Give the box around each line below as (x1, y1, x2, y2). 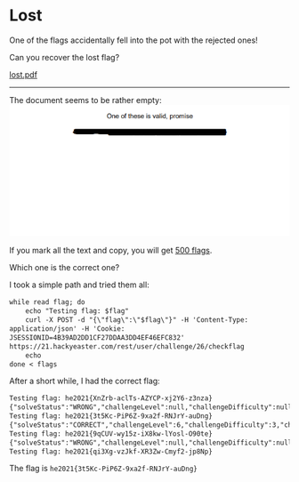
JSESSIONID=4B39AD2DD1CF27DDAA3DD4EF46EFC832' (9, 333, 185, 342)
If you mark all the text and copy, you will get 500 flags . (9, 245, 213, 256)
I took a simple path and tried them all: (9, 279, 149, 290)
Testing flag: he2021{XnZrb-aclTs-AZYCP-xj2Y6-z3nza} (9, 394, 214, 403)
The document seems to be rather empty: (9, 94, 162, 105)
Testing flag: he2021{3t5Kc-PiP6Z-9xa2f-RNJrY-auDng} (9, 412, 214, 421)
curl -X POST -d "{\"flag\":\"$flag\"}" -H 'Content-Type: (25, 316, 249, 325)
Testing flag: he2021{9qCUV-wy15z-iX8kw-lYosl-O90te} (9, 430, 214, 438)
